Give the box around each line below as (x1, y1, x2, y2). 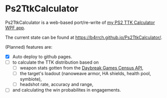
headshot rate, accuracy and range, (19, 82, 94, 88)
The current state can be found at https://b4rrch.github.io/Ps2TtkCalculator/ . (5, 34, 163, 40)
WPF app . (5, 24, 25, 30)
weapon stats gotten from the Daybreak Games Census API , (19, 65, 144, 71)
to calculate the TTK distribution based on (12, 59, 99, 65)
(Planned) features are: (5, 44, 53, 50)
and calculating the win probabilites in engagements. (12, 87, 121, 93)
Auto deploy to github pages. (12, 53, 72, 60)
